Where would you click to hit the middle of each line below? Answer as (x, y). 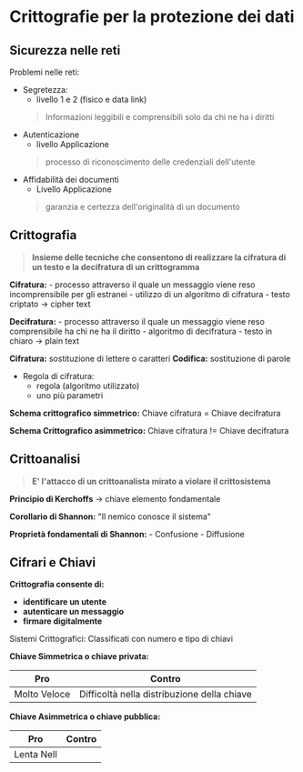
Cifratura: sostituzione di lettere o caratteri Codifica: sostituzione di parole (150, 358)
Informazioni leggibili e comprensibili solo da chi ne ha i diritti (160, 117)
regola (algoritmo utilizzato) (88, 386)
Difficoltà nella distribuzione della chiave (165, 695)
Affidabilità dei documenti (71, 180)
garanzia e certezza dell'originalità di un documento (142, 207)
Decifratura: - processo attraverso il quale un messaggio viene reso (137, 321)
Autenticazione (51, 135)
